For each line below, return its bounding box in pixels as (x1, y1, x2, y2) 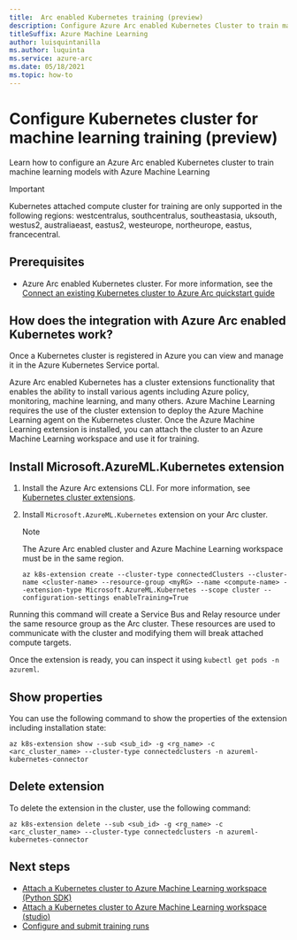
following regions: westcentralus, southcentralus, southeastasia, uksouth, (9, 210, 277, 221)
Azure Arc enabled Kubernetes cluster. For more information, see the (21, 278, 273, 289)
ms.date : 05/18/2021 (9, 63, 86, 72)
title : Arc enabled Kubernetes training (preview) (9, 12, 203, 22)
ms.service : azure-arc (9, 54, 93, 63)
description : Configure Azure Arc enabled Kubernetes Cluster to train (9, 21, 278, 30)
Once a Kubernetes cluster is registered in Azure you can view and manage (9, 351, 285, 361)
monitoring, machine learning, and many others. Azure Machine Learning (9, 396, 276, 407)
